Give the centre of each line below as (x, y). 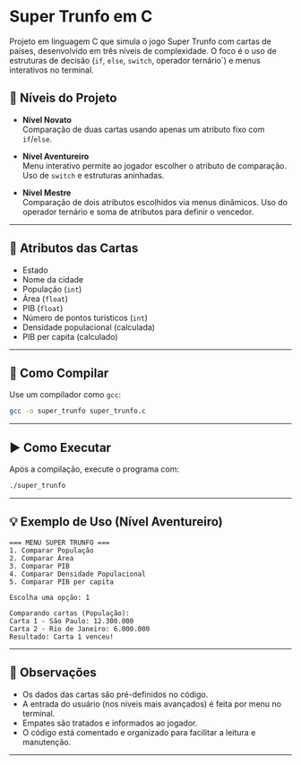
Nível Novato (47, 119)
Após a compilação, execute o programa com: (94, 469)
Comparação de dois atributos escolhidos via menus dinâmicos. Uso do (155, 202)
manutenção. (47, 742)
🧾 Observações (53, 673)
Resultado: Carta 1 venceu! (62, 637)
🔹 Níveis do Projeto (63, 98)
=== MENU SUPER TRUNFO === (60, 543)
